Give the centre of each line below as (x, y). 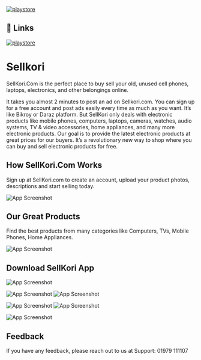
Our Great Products (43, 216)
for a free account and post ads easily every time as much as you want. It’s (99, 108)
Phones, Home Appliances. (40, 237)
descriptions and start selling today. (50, 186)
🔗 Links (20, 28)
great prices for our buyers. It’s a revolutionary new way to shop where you (99, 140)
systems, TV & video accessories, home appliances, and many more (91, 127)
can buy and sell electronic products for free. (62, 146)
